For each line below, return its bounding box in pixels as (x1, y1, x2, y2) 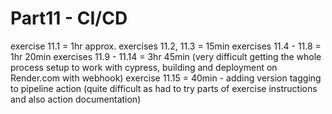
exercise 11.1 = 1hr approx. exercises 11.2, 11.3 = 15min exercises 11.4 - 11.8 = (10, 40, 322, 52)
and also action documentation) (10, 93, 142, 105)
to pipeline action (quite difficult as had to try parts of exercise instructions (10, 82, 318, 94)
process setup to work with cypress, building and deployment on (10, 61, 278, 73)
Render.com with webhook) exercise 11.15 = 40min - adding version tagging (10, 72, 322, 84)
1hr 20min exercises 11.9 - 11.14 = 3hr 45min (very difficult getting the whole (10, 50, 322, 62)
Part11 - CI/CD (10, 7, 128, 30)
